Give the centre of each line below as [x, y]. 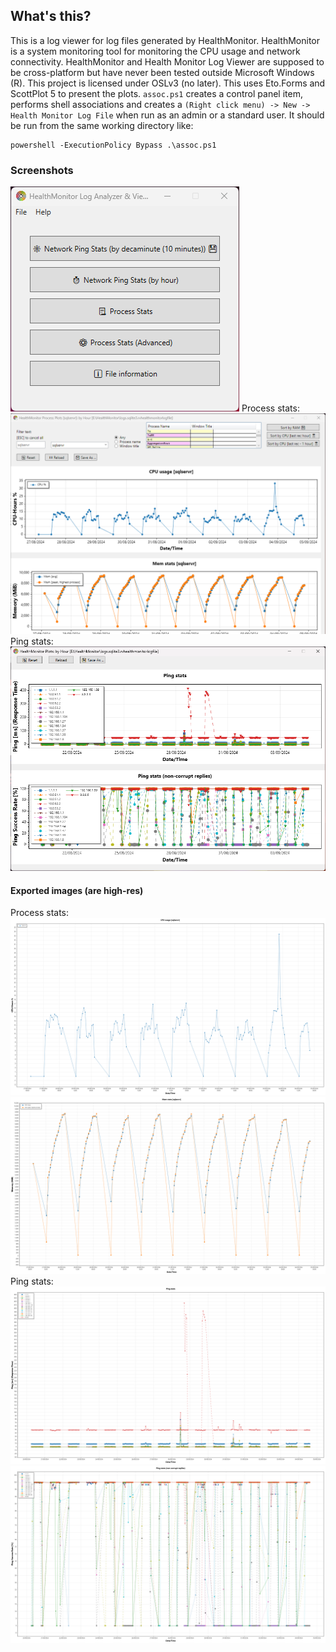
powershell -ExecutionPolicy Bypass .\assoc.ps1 [113, 145]
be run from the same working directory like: [102, 125]
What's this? [51, 16]
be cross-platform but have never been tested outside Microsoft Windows [162, 72]
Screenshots [42, 170]
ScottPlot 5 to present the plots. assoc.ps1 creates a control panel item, [156, 93]
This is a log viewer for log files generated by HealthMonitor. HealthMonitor [165, 40]
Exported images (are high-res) [77, 890]
